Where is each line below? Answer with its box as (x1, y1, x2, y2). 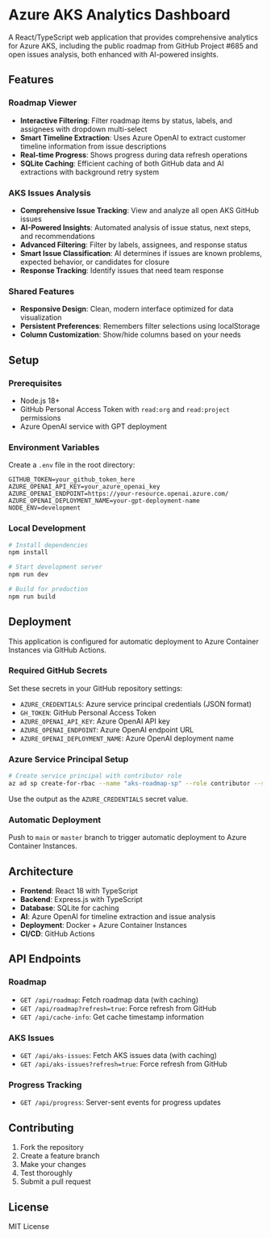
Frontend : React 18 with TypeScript (19, 886, 139, 896)
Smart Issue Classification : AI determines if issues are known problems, (19, 248, 262, 258)
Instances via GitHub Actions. (8, 644, 107, 655)
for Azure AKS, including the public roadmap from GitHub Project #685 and (8, 40, 258, 50)
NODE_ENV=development (8, 504, 81, 512)
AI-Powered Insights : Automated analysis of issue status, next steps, (19, 222, 252, 232)
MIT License (8, 1221, 50, 1231)
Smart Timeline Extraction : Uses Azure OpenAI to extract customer (19, 132, 246, 142)
